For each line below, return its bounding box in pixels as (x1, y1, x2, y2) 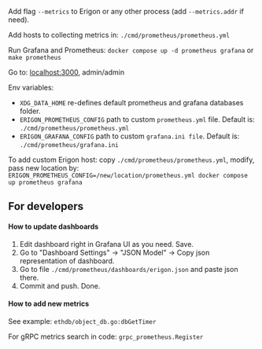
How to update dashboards (8, 222, 99, 231)
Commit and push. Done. (19, 281, 101, 290)
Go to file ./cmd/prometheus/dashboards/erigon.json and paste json (19, 264, 238, 274)
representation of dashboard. (19, 255, 115, 266)
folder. (19, 106, 41, 116)
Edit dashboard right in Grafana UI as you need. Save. (19, 239, 194, 248)
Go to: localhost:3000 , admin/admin (8, 68, 124, 77)
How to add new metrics (8, 299, 90, 309)
